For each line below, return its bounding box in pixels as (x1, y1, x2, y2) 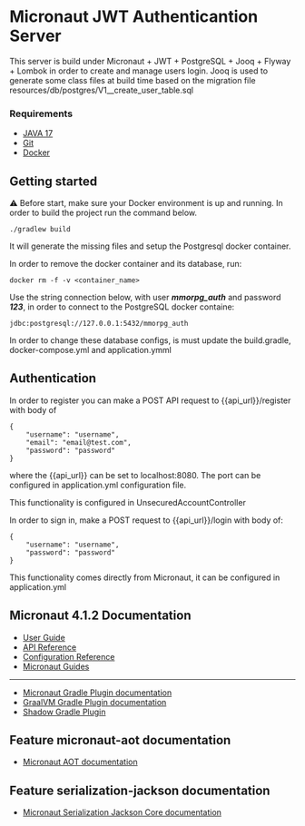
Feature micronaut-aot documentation (9, 733, 231, 748)
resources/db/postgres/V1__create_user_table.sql (9, 84, 193, 95)
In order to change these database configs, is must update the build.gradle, (9, 335, 291, 346)
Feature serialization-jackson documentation (9, 782, 271, 798)
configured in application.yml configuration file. (9, 479, 187, 490)
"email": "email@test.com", (25, 438, 132, 447)
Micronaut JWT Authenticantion (9, 6, 259, 27)
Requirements (9, 107, 74, 120)
